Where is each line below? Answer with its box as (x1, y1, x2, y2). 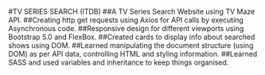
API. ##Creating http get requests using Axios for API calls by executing (8, 15, 244, 25)
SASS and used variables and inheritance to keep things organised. (8, 57, 229, 67)
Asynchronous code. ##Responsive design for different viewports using (8, 24, 244, 33)
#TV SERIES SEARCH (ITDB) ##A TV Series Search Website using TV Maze (8, 7, 255, 16)
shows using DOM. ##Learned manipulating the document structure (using (8, 41, 254, 50)
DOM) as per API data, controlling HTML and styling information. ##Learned (8, 49, 258, 58)
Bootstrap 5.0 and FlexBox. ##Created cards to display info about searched (8, 32, 255, 41)
